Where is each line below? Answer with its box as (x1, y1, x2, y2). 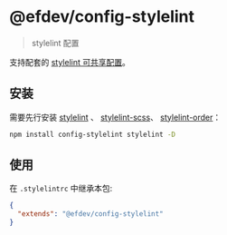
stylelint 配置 (31, 37, 80, 48)
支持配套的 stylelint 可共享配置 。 (9, 56, 131, 67)
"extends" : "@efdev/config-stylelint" (17, 210, 165, 219)
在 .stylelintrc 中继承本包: (9, 183, 113, 194)
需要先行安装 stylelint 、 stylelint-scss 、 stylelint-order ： (9, 112, 222, 122)
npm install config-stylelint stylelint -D (9, 130, 176, 139)
